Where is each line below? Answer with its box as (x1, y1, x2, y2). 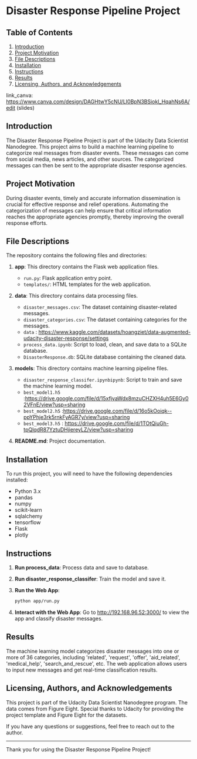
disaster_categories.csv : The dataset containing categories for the (23, 316, 187, 323)
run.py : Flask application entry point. (23, 275, 113, 282)
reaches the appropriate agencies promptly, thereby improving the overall (6, 213, 184, 220)
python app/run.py (14, 598, 60, 604)
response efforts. (6, 219, 48, 227)
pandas (14, 494, 33, 501)
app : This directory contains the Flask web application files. (14, 263, 159, 271)
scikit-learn (14, 507, 42, 514)
